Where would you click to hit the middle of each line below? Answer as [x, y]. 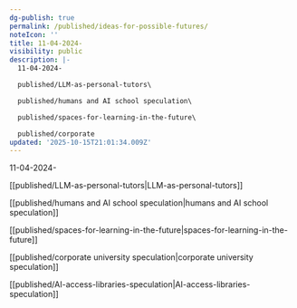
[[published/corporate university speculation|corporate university [131, 257]
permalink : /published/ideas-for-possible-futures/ [109, 26]
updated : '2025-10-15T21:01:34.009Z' [81, 142]
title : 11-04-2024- [46, 43]
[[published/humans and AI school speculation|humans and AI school [139, 203]
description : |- [40, 60]
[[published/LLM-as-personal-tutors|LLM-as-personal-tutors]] [126, 186]
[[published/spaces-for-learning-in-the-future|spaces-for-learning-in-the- [148, 230]
